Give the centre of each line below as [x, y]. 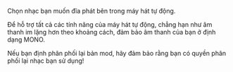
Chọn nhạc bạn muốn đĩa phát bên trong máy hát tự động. [92, 11]
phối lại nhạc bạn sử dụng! [46, 61]
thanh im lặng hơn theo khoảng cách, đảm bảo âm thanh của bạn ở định [112, 32]
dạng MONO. [26, 40]
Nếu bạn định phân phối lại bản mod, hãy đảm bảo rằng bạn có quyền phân [117, 53]
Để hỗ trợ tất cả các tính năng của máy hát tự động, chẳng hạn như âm [110, 24]
